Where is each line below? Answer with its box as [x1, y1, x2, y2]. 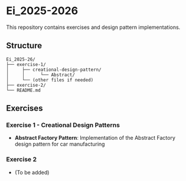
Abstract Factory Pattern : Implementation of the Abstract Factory [14, 134, 175, 141]
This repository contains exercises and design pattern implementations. [6, 24, 181, 31]
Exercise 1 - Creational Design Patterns [6, 121, 120, 129]
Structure [6, 41, 43, 51]
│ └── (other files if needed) [6, 77, 94, 83]
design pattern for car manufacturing [14, 140, 105, 148]
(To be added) [14, 169, 50, 176]
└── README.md [6, 87, 41, 93]
